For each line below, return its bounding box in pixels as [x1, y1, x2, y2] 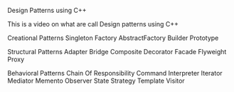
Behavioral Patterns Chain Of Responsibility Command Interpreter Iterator [7, 69, 223, 77]
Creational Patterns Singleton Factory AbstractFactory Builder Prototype [7, 34, 219, 42]
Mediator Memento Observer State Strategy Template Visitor [7, 76, 185, 85]
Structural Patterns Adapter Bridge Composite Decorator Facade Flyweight [7, 48, 227, 56]
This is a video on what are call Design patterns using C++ [7, 20, 179, 28]
